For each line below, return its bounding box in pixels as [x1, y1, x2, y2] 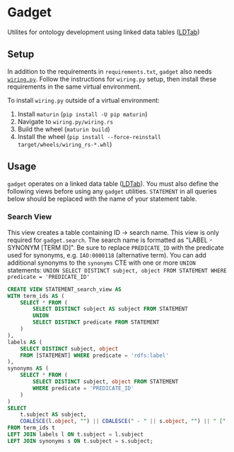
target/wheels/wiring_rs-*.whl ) [17, 140, 112, 148]
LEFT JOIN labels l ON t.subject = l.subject [7, 431, 144, 439]
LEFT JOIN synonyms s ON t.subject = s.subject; [7, 437, 153, 444]
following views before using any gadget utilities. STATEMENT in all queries [7, 187, 217, 195]
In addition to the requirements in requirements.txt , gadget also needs [7, 67, 212, 75]
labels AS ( [7, 338, 42, 346]
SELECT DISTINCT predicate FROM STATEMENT [33, 319, 160, 326]
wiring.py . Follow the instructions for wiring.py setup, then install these [7, 75, 217, 83]
